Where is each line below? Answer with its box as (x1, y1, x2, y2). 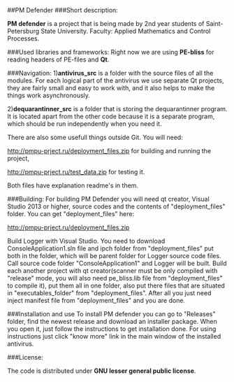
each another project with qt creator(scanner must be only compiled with (7, 267, 218, 275)
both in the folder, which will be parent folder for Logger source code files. (7, 252, 221, 260)
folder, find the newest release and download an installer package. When (7, 318, 218, 325)
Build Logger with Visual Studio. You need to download (7, 237, 166, 245)
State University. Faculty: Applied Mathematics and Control (41, 27, 211, 35)
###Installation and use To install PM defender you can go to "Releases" (7, 310, 216, 318)
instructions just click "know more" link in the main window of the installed (7, 332, 221, 340)
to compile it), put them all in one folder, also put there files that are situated (7, 281, 225, 290)
